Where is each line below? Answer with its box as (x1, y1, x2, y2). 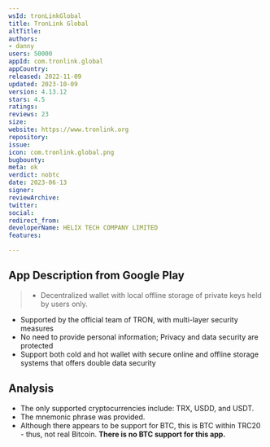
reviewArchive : (8, 193, 60, 202)
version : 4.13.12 (8, 87, 67, 96)
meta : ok (8, 164, 38, 172)
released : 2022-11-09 (8, 72, 82, 81)
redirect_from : (8, 217, 60, 225)
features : (8, 231, 42, 240)
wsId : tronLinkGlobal (8, 11, 82, 20)
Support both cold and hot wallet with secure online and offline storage (20, 349, 259, 359)
